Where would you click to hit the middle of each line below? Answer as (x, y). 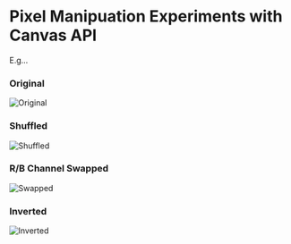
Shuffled (28, 126)
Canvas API (53, 35)
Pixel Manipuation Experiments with (146, 17)
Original (27, 83)
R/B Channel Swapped (59, 169)
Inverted (28, 211)
